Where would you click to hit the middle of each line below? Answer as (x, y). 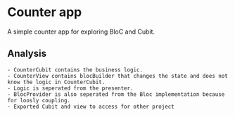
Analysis (27, 54)
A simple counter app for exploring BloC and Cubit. (81, 32)
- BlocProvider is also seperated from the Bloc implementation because (116, 94)
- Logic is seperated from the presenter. (70, 88)
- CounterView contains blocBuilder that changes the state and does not (118, 76)
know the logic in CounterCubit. (56, 82)
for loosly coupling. (39, 100)
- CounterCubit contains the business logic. (75, 70)
